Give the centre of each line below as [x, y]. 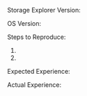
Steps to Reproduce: [37, 37]
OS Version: [24, 23]
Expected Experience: [39, 71]
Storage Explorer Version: [44, 10]
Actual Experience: [34, 85]
